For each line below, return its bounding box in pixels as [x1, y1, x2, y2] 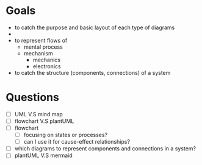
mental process [23, 43, 63, 51]
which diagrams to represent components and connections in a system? [14, 145, 197, 152]
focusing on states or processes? [23, 132, 108, 139]
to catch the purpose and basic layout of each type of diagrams [14, 24, 175, 31]
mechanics [32, 56, 61, 63]
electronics [32, 62, 62, 70]
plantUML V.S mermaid [14, 152, 73, 159]
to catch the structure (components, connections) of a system [14, 69, 171, 76]
